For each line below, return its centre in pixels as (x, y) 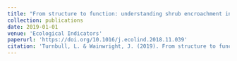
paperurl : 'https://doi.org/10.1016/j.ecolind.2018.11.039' (98, 40)
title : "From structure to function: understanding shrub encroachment (115, 14)
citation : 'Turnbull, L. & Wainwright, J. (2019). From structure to (112, 46)
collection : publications (45, 20)
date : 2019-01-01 (33, 27)
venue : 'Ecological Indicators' (55, 33)
